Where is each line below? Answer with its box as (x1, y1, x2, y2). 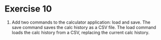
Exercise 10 (4, 3, 52, 14)
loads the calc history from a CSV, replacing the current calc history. (11, 29, 150, 35)
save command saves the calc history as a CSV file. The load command (11, 24, 156, 30)
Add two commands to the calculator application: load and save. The (11, 19, 151, 25)
